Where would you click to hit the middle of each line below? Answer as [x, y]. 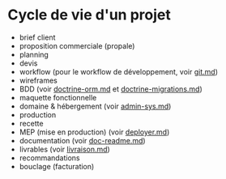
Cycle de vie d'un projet [89, 15]
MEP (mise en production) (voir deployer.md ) [94, 132]
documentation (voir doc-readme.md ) [83, 140]
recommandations [49, 158]
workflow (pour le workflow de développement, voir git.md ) [118, 71]
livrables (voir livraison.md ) [64, 149]
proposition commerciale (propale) [77, 45]
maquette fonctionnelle [58, 97]
